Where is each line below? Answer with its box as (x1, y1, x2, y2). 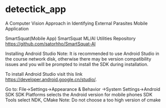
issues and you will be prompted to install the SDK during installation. (5, 61, 148, 67)
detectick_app (5, 4, 66, 15)
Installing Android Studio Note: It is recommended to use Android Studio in (5, 50, 159, 57)
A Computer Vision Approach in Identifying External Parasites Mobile (5, 20, 148, 26)
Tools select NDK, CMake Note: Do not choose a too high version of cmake (5, 97, 161, 103)
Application (5, 25, 29, 31)
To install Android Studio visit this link (5, 71, 83, 77)
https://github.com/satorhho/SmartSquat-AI (5, 40, 96, 46)
